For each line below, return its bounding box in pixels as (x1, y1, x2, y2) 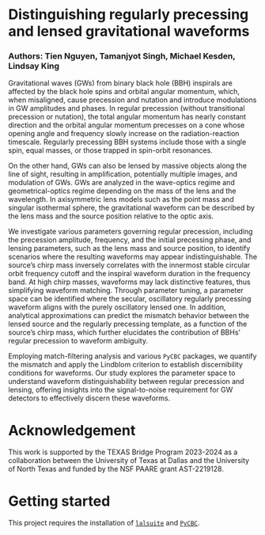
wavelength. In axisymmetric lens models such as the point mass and (8, 195, 235, 204)
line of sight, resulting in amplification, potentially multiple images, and (8, 169, 238, 179)
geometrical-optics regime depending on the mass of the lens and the (8, 186, 237, 195)
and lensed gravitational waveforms (8, 22, 250, 40)
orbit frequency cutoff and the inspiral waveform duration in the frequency (8, 269, 251, 279)
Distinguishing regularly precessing (8, 6, 249, 24)
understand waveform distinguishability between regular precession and (8, 377, 244, 386)
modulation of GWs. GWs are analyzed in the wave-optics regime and (8, 178, 235, 188)
